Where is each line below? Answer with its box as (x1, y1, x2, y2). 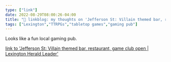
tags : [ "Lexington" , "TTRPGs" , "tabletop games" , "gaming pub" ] (5, 21, 138, 27)
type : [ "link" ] (5, 7, 38, 13)
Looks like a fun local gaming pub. (5, 36, 77, 42)
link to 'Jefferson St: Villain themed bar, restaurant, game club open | (5, 45, 149, 51)
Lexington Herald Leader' (5, 51, 59, 57)
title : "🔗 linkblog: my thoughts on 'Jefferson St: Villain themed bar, (5, 17, 163, 22)
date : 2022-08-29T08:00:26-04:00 (5, 12, 76, 17)
